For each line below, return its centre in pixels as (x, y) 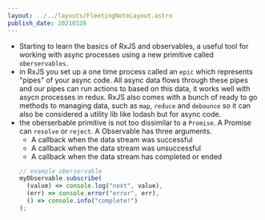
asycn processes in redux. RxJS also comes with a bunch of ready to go (138, 97)
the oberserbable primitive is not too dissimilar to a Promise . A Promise (135, 122)
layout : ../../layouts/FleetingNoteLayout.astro (90, 16)
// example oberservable (60, 171)
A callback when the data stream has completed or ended (126, 156)
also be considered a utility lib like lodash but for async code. (120, 114)
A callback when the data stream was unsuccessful (116, 148)
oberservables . (44, 63)
